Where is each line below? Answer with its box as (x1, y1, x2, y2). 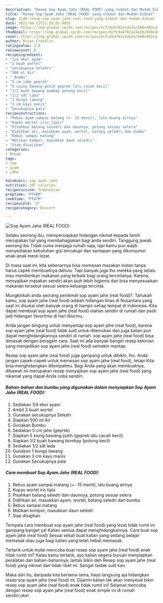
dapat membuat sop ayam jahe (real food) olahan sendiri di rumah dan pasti (5, 308, 157, 314)
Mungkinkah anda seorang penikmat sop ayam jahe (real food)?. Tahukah (5, 292, 152, 299)
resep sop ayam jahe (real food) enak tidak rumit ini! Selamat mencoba (5, 582, 147, 588)
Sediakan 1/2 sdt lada (12, 443, 56, 449)
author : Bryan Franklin (5, 39, 54, 44)
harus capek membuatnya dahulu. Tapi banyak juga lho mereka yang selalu (5, 268, 156, 273)
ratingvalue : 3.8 (5, 43, 41, 48)
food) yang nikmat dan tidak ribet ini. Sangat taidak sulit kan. (5, 563, 126, 569)
